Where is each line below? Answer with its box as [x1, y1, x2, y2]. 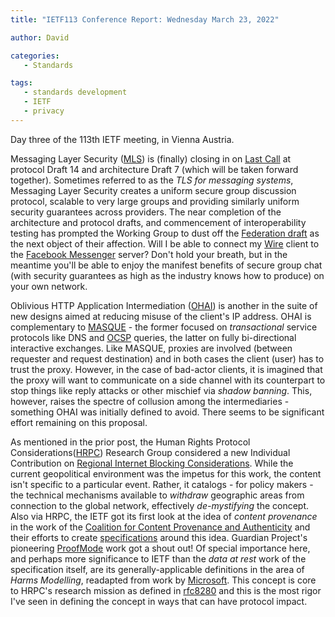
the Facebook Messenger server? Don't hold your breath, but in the [10, 248, 288, 260]
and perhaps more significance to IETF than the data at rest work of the [10, 552, 307, 565]
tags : [10, 78, 33, 88]
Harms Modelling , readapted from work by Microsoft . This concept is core [10, 574, 317, 586]
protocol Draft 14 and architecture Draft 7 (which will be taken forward [10, 163, 299, 175]
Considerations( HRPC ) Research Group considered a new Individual [10, 446, 291, 458]
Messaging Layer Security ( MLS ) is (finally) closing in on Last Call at [10, 152, 292, 165]
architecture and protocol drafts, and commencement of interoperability [10, 216, 307, 228]
